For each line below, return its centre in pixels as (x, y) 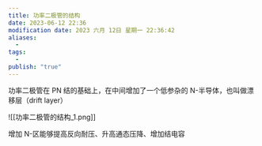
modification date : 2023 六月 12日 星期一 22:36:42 (92, 30)
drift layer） (48, 100)
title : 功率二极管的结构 (44, 15)
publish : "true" (35, 67)
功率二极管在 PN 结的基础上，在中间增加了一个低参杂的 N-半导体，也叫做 (128, 90)
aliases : (23, 37)
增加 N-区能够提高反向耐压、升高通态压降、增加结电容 (97, 133)
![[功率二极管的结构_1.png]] (52, 117)
